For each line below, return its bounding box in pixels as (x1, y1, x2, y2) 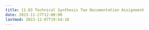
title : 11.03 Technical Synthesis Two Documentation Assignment (5, 7, 144, 13)
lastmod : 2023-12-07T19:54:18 (5, 17, 70, 22)
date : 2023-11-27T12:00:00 (5, 12, 63, 17)
